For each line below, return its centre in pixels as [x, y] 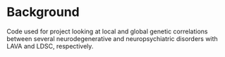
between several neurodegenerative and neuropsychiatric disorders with [112, 38]
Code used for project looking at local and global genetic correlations [107, 31]
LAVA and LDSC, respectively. [50, 46]
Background [43, 12]
